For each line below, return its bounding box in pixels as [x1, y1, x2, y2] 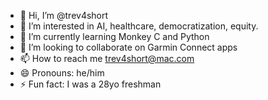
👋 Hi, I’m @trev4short [19, 10, 109, 21]
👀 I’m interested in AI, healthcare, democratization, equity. [19, 20, 259, 32]
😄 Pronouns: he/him [19, 67, 105, 79]
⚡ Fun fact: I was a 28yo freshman [19, 78, 162, 90]
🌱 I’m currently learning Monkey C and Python [19, 31, 210, 42]
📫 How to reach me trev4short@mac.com [19, 53, 195, 64]
